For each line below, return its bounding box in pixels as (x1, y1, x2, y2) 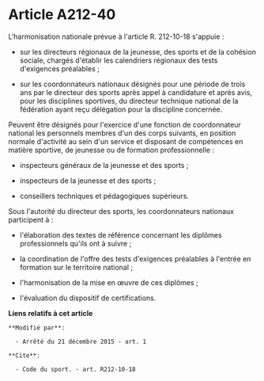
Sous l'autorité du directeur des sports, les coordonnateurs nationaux (8, 206, 235, 215)
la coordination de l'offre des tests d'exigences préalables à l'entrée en (19, 253, 251, 263)
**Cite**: (8, 351, 41, 360)
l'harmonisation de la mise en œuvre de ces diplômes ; (19, 277, 199, 287)
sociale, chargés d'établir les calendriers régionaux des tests (19, 55, 218, 65)
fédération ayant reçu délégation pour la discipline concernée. (19, 105, 223, 114)
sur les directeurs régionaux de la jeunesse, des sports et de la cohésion (19, 47, 257, 56)
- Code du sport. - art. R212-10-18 (15, 365, 136, 373)
